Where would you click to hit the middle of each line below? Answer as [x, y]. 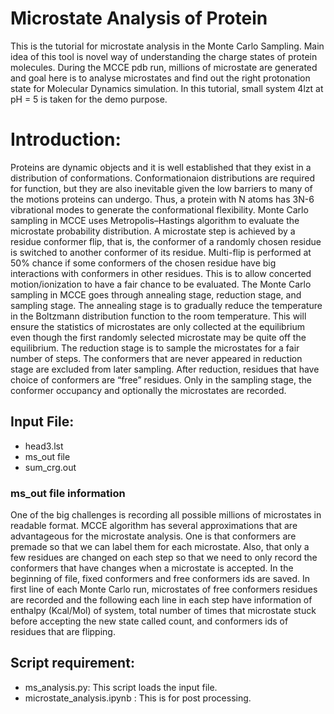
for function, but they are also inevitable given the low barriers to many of [161, 188]
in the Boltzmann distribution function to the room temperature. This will [158, 316]
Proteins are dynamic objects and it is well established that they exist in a [161, 167]
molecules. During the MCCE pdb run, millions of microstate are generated [164, 67]
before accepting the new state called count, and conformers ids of [149, 621]
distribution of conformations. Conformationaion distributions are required [163, 178]
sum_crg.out [50, 467]
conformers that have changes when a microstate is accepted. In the [152, 568]
